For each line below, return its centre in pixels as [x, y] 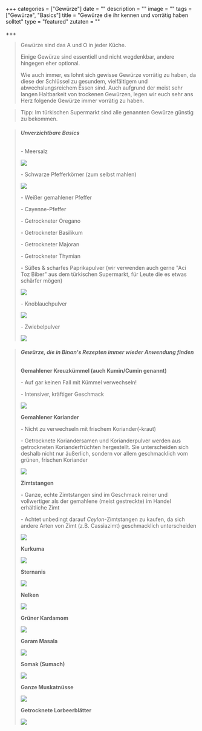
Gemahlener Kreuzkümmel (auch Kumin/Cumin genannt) [93, 371]
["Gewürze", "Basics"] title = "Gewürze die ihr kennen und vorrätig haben [97, 15]
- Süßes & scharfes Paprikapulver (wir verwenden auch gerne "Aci [103, 268]
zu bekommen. [39, 119]
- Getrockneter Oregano [50, 221]
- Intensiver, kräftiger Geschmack [62, 394]
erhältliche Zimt [40, 508]
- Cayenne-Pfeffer [43, 209]
